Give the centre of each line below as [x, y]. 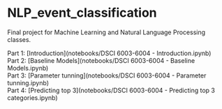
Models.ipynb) [28, 68]
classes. [19, 39]
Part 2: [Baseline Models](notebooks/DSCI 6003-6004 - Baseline [101, 60]
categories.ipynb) [32, 97]
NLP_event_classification [82, 13]
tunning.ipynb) [28, 82]
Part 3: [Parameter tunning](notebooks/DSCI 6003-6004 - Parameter [107, 75]
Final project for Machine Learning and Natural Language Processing [106, 32]
